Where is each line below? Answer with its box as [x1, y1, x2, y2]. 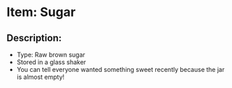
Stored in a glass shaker [16, 58, 87, 66]
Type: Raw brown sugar [16, 50, 85, 59]
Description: [6, 32, 62, 44]
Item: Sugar [6, 4, 76, 20]
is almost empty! [16, 73, 65, 81]
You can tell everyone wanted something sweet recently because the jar [16, 66, 225, 73]
